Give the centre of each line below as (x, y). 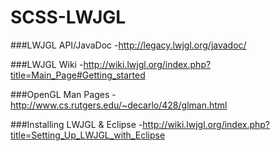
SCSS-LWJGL (68, 17)
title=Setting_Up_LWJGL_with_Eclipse (88, 135)
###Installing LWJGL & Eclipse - (76, 124)
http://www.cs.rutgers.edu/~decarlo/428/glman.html (119, 105)
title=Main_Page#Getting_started (78, 75)
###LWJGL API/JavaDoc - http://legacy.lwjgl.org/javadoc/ (128, 45)
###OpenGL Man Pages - (63, 94)
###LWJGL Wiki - (47, 64)
